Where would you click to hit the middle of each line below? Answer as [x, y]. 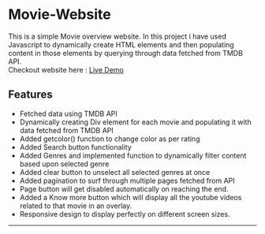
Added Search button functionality [75, 147]
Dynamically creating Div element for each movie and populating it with [135, 122]
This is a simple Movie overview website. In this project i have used [117, 36]
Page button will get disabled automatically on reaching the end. [124, 189]
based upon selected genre [64, 164]
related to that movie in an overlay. [76, 206]
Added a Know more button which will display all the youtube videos [131, 197]
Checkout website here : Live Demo [66, 69]
